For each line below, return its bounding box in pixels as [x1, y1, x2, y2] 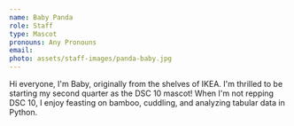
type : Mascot [9, 29, 58, 38]
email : [9, 46, 34, 55]
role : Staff [9, 21, 53, 30]
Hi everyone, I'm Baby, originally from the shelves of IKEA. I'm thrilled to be [9, 79, 283, 89]
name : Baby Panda [9, 12, 73, 22]
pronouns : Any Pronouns [9, 37, 97, 47]
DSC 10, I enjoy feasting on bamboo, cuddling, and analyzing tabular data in [9, 98, 285, 107]
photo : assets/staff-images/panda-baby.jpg [9, 54, 173, 63]
